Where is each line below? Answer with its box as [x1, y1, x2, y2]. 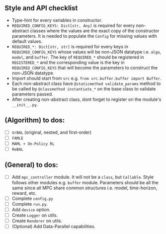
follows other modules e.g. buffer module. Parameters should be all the [11, 179, 159, 185]
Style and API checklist [4, 4, 78, 12]
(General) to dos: [4, 161, 58, 169]
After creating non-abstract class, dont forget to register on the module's [11, 96, 162, 102]
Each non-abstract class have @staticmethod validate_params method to [11, 80, 161, 86]
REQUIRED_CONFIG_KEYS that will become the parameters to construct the [11, 65, 158, 71]
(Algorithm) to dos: [4, 116, 65, 125]
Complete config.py [11, 195, 53, 201]
